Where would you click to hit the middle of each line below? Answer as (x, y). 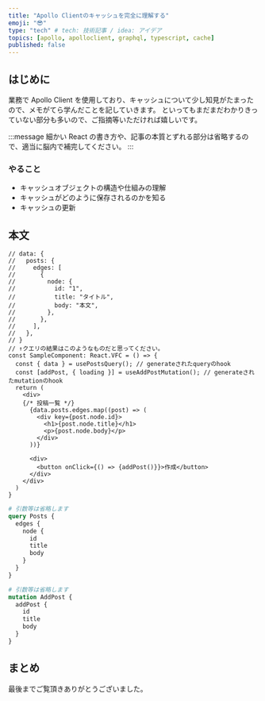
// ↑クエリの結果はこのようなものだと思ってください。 (86, 349)
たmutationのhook (36, 381)
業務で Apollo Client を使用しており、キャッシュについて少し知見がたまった (131, 99)
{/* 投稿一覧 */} (49, 403)
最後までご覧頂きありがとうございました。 (78, 688)
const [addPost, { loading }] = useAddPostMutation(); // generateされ (135, 373)
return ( (30, 388)
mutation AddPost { (40, 597)
